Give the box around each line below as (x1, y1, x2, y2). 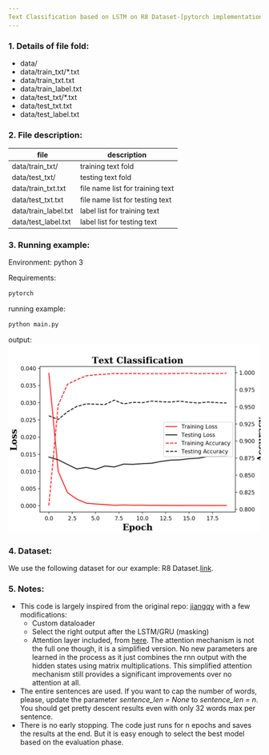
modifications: (19, 610, 68, 620)
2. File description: (8, 129, 82, 140)
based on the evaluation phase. (19, 737, 124, 747)
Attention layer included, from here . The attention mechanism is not (31, 636, 255, 645)
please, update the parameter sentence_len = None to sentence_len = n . (19, 695, 259, 705)
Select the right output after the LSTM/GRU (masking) (31, 627, 210, 637)
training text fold (79, 161, 134, 171)
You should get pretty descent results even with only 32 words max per (19, 704, 256, 713)
